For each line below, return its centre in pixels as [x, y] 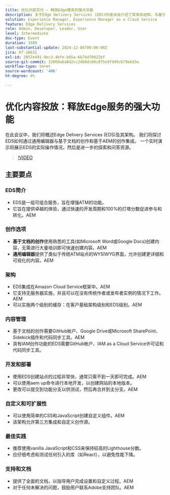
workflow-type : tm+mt [28, 66]
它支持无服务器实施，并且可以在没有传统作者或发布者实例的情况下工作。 [88, 293]
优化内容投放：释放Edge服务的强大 [78, 107]
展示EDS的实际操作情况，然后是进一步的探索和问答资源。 [74, 147]
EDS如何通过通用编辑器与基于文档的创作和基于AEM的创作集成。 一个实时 [82, 141]
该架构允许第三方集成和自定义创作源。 [52, 422]
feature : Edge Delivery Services [40, 24]
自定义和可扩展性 [26, 403]
